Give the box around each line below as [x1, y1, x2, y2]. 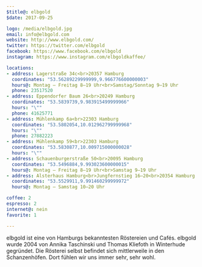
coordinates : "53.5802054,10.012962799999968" [12, 121, 132, 128]
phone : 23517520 [12, 88, 53, 94]
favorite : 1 [6, 212, 37, 218]
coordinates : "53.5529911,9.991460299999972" [12, 178, 130, 185]
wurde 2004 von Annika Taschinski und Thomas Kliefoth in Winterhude [6, 240, 186, 247]
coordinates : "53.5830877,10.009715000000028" [12, 144, 132, 151]
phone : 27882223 [12, 133, 53, 139]
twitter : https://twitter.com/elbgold [6, 43, 105, 49]
